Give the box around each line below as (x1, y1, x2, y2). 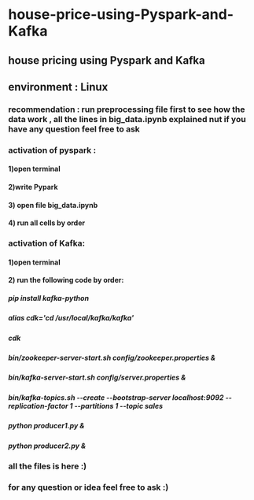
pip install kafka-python (8, 293, 89, 302)
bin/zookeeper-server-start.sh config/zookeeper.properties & (8, 353, 216, 363)
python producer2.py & (8, 441, 87, 450)
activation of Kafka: (8, 238, 85, 249)
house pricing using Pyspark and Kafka (8, 54, 206, 67)
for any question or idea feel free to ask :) (8, 482, 169, 493)
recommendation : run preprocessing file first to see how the (8, 104, 245, 115)
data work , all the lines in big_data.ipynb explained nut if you (8, 113, 246, 124)
